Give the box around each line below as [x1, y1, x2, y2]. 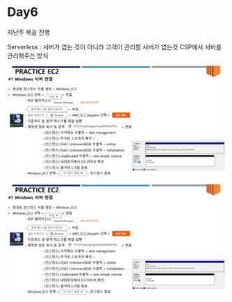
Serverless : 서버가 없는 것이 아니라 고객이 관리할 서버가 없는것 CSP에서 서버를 [7, 42, 222, 51]
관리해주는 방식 [7, 51, 49, 60]
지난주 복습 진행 [7, 28, 51, 36]
